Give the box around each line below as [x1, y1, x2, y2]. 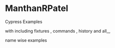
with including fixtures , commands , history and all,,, [5, 28, 111, 34]
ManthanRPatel [5, 3, 68, 14]
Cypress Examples [5, 19, 43, 24]
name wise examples [5, 37, 47, 43]
